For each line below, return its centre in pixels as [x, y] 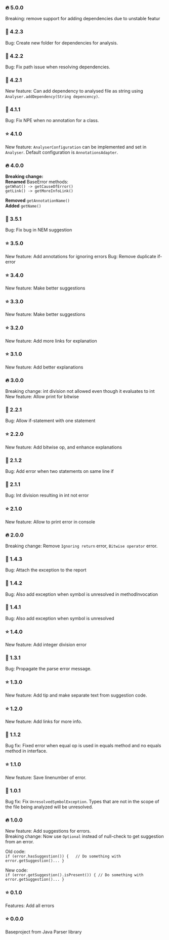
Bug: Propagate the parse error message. [49, 669]
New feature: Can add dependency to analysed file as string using [74, 91]
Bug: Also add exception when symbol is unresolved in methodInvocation [82, 594]
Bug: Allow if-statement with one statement [50, 421]
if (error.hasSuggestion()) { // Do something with [63, 856]
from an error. [20, 842]
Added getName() [23, 206]
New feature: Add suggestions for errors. [48, 831]
